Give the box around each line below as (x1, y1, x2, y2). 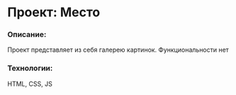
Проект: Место (7, 4, 101, 21)
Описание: (7, 30, 47, 40)
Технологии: (7, 63, 53, 73)
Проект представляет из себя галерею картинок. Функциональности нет (7, 45, 229, 54)
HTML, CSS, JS (7, 79, 53, 88)
